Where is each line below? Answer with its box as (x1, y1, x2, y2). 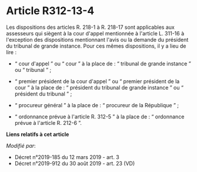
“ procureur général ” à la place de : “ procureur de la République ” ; (14, 101, 179, 108)
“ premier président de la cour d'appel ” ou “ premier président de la (14, 78, 180, 85)
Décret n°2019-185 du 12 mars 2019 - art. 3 (14, 153, 119, 160)
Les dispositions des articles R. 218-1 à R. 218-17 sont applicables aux (6, 24, 175, 31)
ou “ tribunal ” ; (14, 66, 52, 73)
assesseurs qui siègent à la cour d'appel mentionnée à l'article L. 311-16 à (6, 29, 185, 37)
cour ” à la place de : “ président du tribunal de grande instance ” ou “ (14, 84, 184, 91)
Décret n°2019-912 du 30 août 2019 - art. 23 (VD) (14, 160, 135, 167)
